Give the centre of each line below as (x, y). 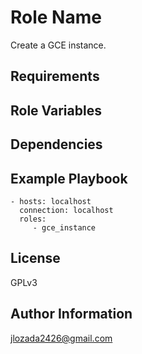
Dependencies (56, 144)
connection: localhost (66, 210)
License (35, 258)
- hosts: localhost (51, 201)
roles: (33, 219)
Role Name (56, 17)
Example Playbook (69, 178)
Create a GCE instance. (58, 45)
